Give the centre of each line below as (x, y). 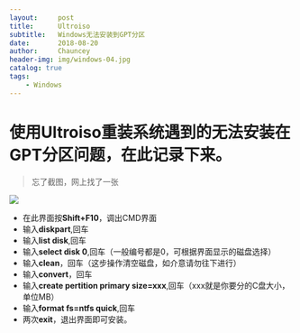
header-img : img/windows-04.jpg (70, 60)
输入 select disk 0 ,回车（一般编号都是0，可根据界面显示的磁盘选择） (149, 251)
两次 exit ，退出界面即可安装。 (77, 319)
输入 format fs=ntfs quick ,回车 (79, 308)
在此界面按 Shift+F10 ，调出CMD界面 (90, 217)
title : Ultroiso (50, 26)
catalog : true (36, 69)
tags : (19, 77)
